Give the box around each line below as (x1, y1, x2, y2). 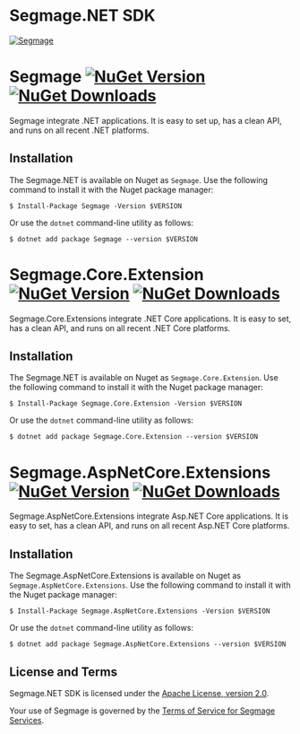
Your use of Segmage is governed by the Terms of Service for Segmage (9, 705, 276, 716)
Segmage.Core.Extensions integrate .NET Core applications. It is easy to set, (9, 313, 292, 324)
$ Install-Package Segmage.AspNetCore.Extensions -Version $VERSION (9, 607, 270, 616)
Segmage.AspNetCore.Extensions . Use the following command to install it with (9, 580, 291, 590)
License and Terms (9, 664, 118, 679)
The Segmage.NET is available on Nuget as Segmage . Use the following (9, 174, 269, 185)
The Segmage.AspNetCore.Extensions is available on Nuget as (9, 571, 242, 581)
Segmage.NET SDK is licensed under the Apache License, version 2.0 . (9, 688, 270, 698)
